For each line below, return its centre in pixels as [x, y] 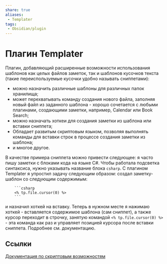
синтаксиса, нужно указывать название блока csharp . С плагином [76, 168]
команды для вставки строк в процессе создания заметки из [79, 137]
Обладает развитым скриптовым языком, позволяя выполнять [80, 132]
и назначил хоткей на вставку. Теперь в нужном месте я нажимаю [77, 207]
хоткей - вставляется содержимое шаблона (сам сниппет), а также [78, 212]
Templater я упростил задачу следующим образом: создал [69, 174]
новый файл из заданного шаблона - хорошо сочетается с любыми [85, 105]
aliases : [14, 15]
